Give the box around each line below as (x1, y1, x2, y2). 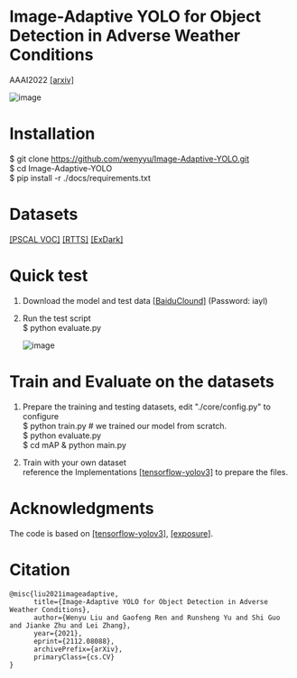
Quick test (9, 266, 88, 286)
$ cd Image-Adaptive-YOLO (9, 162, 113, 173)
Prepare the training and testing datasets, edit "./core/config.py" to (22, 401, 271, 412)
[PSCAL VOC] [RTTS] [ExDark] (9, 234, 124, 244)
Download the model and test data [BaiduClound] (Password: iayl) (22, 295, 268, 306)
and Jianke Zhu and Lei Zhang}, (9, 620, 131, 630)
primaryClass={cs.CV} (32, 652, 116, 662)
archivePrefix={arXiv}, (32, 645, 124, 654)
